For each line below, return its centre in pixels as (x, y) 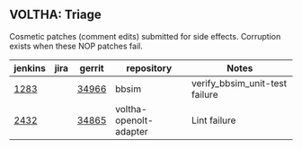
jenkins (30, 68)
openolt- (134, 120)
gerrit (92, 68)
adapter (132, 131)
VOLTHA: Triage (55, 15)
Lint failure (214, 120)
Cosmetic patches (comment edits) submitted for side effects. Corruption (145, 36)
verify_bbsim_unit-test (240, 83)
